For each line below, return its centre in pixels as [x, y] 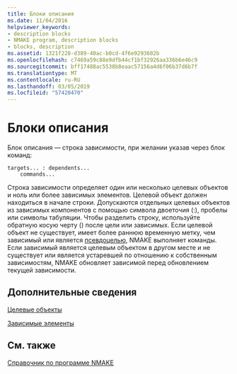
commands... [37, 174]
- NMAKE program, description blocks [63, 40]
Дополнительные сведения [72, 292]
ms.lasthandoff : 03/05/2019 [49, 86]
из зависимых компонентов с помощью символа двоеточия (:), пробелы [117, 210]
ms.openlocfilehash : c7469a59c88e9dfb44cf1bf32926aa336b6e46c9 [103, 60]
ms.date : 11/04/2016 [38, 21]
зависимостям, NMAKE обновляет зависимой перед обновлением [108, 263]
